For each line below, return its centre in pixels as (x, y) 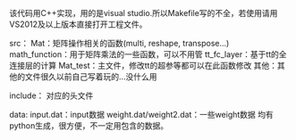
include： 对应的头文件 (51, 95)
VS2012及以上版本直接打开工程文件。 (78, 24)
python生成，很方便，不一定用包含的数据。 (89, 126)
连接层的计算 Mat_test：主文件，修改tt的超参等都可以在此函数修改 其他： (144, 66)
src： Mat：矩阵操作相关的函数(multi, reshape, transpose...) (119, 43)
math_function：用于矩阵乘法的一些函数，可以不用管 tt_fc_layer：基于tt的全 (148, 54)
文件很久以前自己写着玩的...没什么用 (91, 77)
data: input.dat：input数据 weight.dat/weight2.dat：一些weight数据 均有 (142, 115)
